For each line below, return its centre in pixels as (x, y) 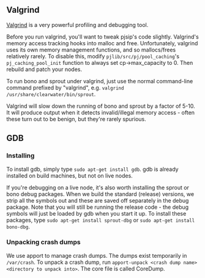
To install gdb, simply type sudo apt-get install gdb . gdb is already (92, 169)
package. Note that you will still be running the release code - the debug (98, 207)
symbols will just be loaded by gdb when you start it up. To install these (96, 213)
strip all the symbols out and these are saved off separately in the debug (98, 200)
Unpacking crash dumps (43, 242)
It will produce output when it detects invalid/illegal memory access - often (100, 112)
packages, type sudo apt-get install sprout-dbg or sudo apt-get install (101, 220)
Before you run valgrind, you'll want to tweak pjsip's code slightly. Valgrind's (102, 37)
